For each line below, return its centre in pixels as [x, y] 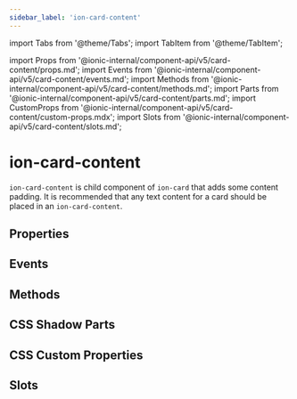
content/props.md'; [45, 69]
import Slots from [149, 117]
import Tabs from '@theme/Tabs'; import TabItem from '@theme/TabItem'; [146, 43]
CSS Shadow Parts [62, 325]
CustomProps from [44, 107]
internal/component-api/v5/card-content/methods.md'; [111, 88]
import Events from [117, 69]
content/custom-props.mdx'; [62, 117]
